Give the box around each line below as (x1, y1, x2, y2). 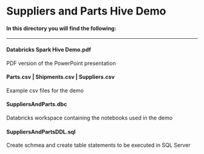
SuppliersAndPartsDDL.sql (6, 128, 76, 135)
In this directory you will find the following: (6, 24, 117, 32)
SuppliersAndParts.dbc (6, 101, 67, 108)
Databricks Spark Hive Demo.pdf (6, 45, 91, 53)
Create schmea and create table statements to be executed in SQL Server (6, 141, 191, 149)
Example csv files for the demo (6, 87, 84, 94)
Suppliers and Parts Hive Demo (6, 4, 166, 18)
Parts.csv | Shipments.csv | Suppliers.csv (6, 73, 115, 81)
